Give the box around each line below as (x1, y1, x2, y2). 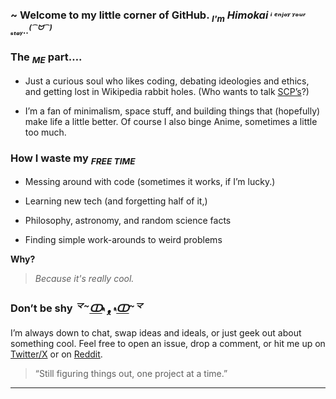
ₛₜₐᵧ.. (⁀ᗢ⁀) (10, 23, 53, 37)
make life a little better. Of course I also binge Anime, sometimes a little (24, 115, 318, 127)
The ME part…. (10, 50, 83, 66)
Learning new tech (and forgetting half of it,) (24, 195, 208, 207)
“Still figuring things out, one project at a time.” (34, 368, 228, 380)
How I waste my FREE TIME (10, 151, 136, 167)
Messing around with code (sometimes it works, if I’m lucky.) (24, 176, 276, 188)
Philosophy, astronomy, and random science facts (24, 215, 232, 227)
